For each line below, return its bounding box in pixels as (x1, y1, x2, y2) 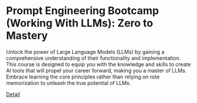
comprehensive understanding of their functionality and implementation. (6, 54, 181, 61)
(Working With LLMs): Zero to (6, 16, 154, 30)
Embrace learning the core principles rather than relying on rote (6, 73, 160, 80)
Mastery (6, 29, 48, 42)
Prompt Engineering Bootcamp (6, 4, 159, 18)
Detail (6, 91, 21, 98)
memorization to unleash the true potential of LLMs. (6, 79, 131, 86)
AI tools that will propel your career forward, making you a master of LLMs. (6, 67, 187, 74)
